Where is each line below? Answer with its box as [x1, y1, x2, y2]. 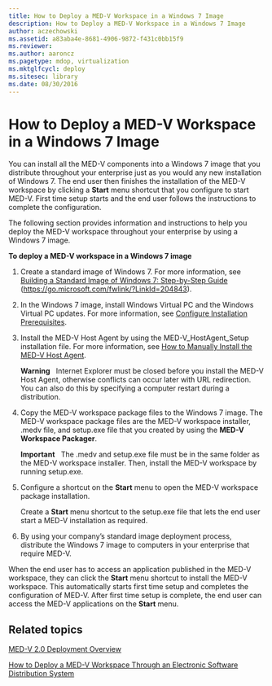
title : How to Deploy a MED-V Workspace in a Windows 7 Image [8, 11, 224, 20]
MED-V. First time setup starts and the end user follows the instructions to [8, 194, 257, 203]
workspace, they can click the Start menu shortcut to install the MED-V [8, 573, 248, 583]
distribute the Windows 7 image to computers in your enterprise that [20, 540, 250, 550]
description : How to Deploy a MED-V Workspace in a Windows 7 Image [8, 20, 246, 28]
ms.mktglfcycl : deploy [8, 65, 86, 73]
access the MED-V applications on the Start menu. [8, 599, 179, 609]
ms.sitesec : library [8, 72, 79, 81]
